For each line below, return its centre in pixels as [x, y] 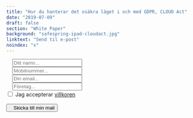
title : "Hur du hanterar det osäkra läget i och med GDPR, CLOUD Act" [97, 12]
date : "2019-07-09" [31, 17]
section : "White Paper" [36, 28]
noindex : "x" [23, 46]
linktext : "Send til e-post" [43, 40]
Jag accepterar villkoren [45, 94]
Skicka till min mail [34, 108]
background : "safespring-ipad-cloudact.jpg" [63, 34]
